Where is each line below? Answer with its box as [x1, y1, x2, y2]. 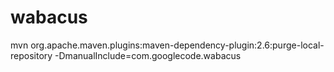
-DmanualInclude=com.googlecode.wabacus [54, 49, 242, 61]
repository [10, 49, 53, 61]
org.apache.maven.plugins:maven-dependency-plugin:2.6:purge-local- [30, 39, 325, 51]
